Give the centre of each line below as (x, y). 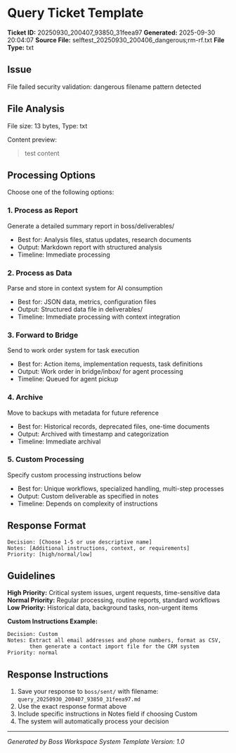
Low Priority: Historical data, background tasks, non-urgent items (103, 608)
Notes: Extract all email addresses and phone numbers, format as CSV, (114, 641)
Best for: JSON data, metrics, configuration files (87, 302)
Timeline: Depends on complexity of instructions (87, 503)
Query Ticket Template (76, 13)
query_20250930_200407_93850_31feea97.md (79, 699)
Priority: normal (33, 653)
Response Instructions (58, 674)
